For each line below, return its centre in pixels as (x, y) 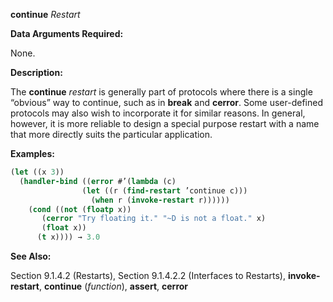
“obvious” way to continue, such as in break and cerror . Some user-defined (166, 102)
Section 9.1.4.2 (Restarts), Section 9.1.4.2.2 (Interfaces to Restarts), (148, 275)
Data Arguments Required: (67, 33)
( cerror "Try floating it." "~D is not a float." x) (154, 219)
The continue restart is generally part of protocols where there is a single (161, 92)
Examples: (32, 153)
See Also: (31, 256)
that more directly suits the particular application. (111, 134)
